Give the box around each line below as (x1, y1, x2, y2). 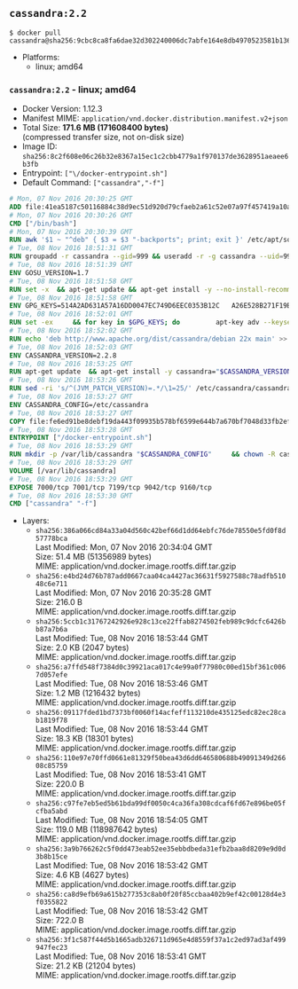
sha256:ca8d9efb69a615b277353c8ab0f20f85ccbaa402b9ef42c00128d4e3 (35, 891, 286, 899)
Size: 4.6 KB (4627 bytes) (35, 869, 129, 881)
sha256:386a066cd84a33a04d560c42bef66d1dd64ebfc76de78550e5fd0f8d (35, 527, 286, 536)
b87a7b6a (35, 625, 68, 634)
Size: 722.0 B (35, 915, 84, 926)
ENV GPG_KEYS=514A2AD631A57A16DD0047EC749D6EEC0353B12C (9, 302, 220, 310)
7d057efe (35, 671, 68, 679)
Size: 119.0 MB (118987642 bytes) (35, 824, 158, 835)
